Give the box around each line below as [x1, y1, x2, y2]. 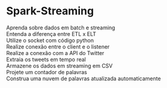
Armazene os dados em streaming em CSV [6, 62, 113, 69]
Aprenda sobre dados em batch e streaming [6, 24, 115, 31]
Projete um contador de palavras [6, 68, 87, 75]
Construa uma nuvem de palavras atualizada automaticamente [6, 75, 161, 82]
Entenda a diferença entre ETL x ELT [6, 30, 97, 37]
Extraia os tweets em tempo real [6, 56, 86, 63]
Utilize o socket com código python [6, 37, 94, 44]
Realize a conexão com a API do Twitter [6, 49, 105, 56]
